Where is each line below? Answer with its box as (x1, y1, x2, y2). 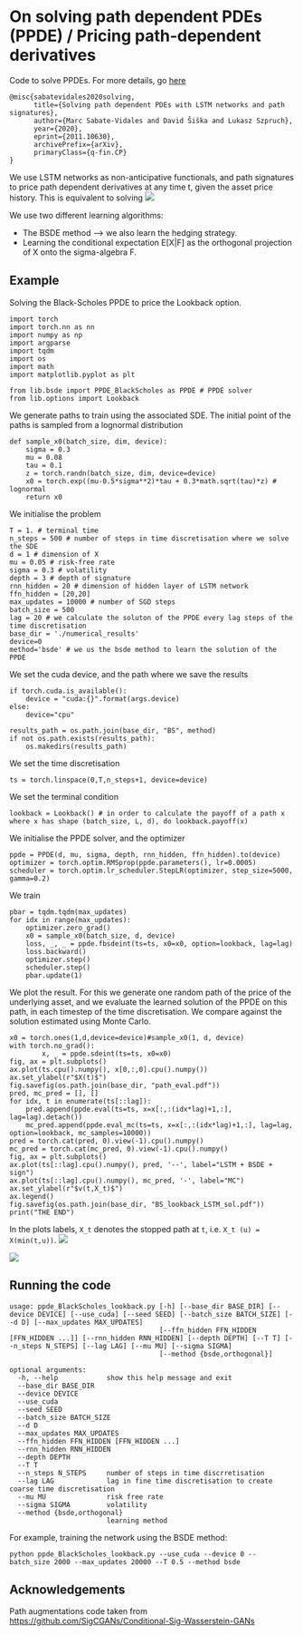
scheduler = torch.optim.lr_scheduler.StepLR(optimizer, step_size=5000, (9, 866, 294, 875)
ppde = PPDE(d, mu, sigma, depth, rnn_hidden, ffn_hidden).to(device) (9, 850, 281, 859)
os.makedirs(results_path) (25, 742, 128, 751)
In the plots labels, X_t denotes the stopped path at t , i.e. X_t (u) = (9, 1223, 260, 1234)
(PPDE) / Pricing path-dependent (9, 25, 261, 46)
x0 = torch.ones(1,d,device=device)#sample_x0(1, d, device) (9, 1033, 245, 1042)
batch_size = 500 (9, 605, 75, 614)
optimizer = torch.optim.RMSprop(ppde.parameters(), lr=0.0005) (9, 858, 257, 867)
